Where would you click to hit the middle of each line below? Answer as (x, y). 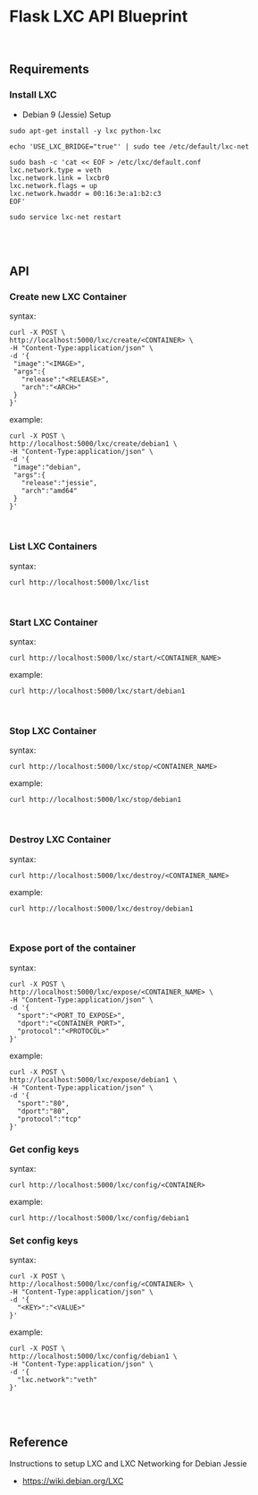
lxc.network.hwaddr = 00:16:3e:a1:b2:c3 (86, 193)
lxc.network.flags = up (54, 185)
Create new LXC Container (68, 296)
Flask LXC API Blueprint (99, 17)
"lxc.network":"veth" (58, 1380)
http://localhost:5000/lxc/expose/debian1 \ (93, 1080)
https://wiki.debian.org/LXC (73, 1481)
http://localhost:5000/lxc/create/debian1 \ (93, 444)
